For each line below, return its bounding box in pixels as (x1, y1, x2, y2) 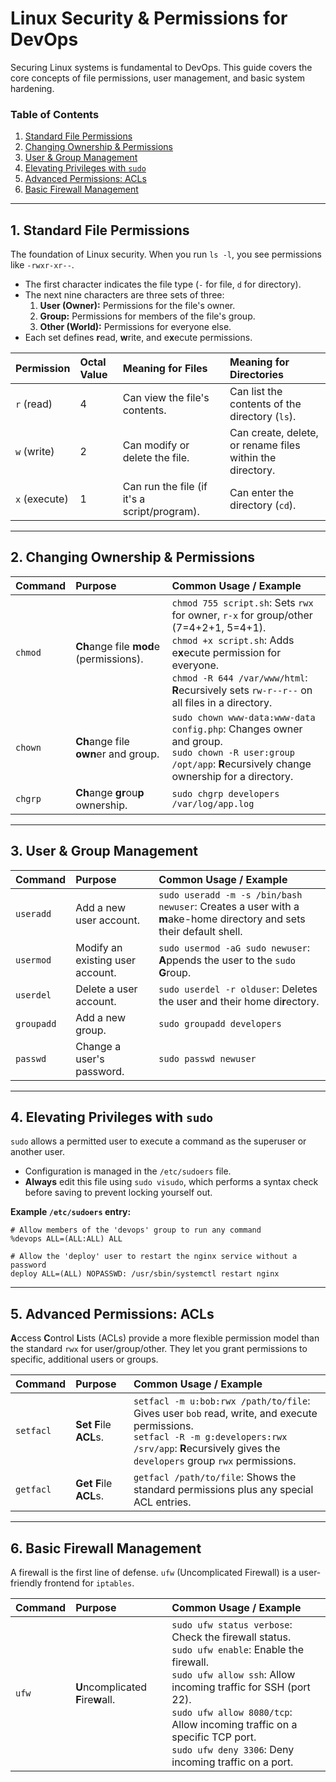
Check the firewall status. (171, 1630, 292, 1644)
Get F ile (75, 1477, 113, 1491)
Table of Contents (10, 107, 100, 121)
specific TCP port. (171, 1730, 257, 1744)
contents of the (229, 397, 302, 411)
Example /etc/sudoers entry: (10, 1206, 132, 1218)
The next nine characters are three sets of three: (24, 289, 225, 301)
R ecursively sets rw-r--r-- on (171, 683, 313, 697)
